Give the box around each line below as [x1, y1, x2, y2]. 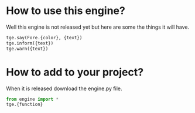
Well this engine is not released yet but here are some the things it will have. [6, 23, 189, 30]
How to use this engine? [6, 4, 126, 18]
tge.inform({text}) [6, 40, 54, 46]
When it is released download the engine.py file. [6, 85, 122, 92]
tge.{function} [6, 101, 43, 108]
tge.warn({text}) [6, 46, 49, 52]
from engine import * [6, 96, 59, 102]
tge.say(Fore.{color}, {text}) [6, 35, 83, 40]
